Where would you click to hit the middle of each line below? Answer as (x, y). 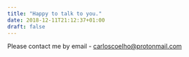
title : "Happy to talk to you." (54, 14)
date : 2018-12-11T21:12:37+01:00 (56, 20)
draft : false (26, 26)
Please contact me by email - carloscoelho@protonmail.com (95, 47)
